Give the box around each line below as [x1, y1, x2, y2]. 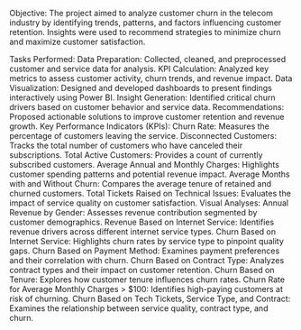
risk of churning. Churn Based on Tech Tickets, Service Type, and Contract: [9, 293, 291, 304]
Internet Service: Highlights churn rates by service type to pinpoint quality [9, 236, 284, 246]
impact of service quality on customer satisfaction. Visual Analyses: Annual [9, 197, 289, 208]
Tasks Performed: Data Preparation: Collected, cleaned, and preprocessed [9, 54, 287, 64]
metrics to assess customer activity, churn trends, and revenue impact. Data [9, 73, 293, 84]
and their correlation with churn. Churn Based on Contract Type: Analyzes [9, 255, 285, 265]
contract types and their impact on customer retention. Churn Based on [9, 265, 275, 275]
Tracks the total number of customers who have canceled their [9, 140, 243, 151]
